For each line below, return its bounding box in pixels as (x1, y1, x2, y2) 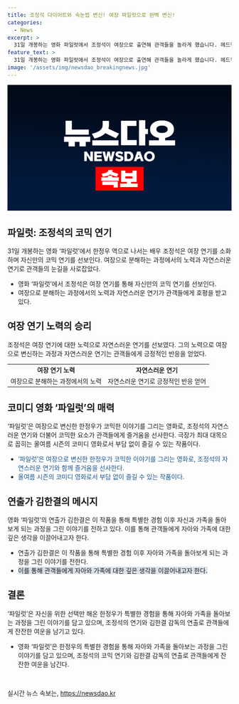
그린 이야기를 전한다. (31, 558, 89, 565)
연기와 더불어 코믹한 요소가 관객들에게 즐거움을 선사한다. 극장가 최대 (20, 431, 208, 439)
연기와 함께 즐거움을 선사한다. (42, 464, 124, 472)
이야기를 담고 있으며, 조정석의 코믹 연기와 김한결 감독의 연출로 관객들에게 (17, 651, 219, 659)
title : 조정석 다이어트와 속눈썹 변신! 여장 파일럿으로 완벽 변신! (7, 11, 176, 18)
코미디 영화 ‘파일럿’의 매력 (7, 402, 115, 414)
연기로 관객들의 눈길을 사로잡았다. (7, 265, 101, 273)
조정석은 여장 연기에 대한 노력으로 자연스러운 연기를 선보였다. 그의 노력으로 (7, 340, 215, 348)
